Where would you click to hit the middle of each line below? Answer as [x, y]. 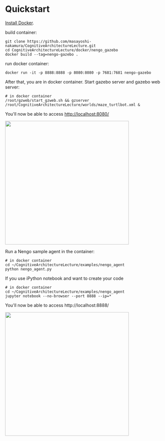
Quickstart [28, 9]
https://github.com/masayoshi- [59, 41]
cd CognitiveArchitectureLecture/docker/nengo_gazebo [62, 50]
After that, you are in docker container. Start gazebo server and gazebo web [83, 82]
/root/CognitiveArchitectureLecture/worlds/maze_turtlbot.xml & [73, 105]
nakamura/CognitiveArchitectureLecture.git [51, 45]
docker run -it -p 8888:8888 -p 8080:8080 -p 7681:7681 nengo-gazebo [78, 73]
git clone [15, 41]
